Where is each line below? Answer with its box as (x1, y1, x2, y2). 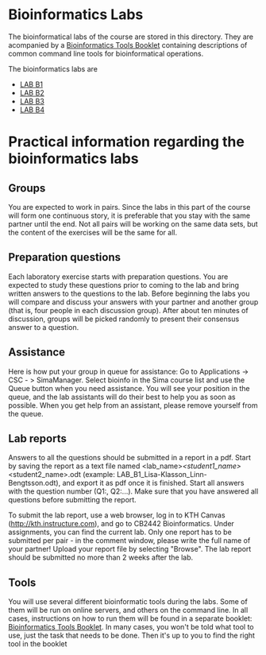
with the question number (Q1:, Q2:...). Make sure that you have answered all (8, 486, 259, 496)
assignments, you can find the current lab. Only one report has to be (8, 527, 232, 537)
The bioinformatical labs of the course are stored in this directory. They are (8, 32, 254, 41)
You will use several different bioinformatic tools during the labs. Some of (8, 597, 248, 607)
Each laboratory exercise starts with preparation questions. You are (8, 272, 229, 281)
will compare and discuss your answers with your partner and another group (8, 296, 259, 307)
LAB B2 (19, 87, 45, 97)
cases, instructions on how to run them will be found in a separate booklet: (8, 614, 253, 623)
